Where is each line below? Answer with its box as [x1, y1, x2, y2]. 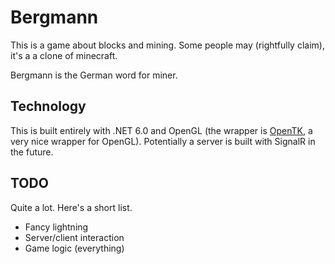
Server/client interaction [24, 231, 125, 243]
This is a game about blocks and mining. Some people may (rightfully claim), [10, 39, 325, 51]
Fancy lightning [24, 221, 89, 233]
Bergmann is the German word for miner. [10, 69, 178, 81]
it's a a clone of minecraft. [10, 49, 118, 61]
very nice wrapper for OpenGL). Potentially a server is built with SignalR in [10, 135, 316, 147]
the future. [10, 146, 54, 158]
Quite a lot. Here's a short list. [10, 201, 133, 213]
